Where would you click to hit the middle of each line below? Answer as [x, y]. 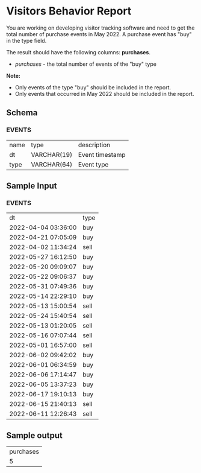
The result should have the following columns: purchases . [78, 52]
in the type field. [26, 40]
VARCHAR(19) [52, 154]
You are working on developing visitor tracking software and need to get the [100, 28]
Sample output [35, 435]
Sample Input [32, 186]
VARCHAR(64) [52, 164]
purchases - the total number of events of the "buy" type [85, 64]
